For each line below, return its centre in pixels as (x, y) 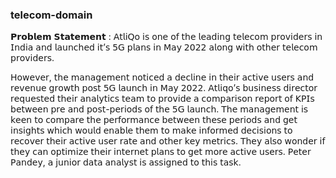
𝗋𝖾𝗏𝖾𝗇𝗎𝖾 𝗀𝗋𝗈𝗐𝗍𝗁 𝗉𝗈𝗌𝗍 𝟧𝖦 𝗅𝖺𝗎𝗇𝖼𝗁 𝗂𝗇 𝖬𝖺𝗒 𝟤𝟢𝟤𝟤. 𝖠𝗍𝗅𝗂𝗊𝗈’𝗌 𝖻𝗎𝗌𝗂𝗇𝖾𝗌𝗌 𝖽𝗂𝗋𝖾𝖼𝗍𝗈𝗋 (164, 88)
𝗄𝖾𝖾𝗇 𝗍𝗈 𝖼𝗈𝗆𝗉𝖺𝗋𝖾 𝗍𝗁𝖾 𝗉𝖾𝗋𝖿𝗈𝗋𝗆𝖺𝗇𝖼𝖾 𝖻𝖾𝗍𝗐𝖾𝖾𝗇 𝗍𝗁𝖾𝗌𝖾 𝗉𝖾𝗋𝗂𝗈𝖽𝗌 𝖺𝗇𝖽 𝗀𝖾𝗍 (154, 120)
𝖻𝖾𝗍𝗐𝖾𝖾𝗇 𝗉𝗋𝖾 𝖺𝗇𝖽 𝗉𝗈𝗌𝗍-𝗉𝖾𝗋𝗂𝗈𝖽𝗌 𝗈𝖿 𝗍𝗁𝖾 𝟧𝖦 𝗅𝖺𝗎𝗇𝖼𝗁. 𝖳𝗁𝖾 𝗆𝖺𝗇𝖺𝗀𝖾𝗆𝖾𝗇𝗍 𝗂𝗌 (159, 109)
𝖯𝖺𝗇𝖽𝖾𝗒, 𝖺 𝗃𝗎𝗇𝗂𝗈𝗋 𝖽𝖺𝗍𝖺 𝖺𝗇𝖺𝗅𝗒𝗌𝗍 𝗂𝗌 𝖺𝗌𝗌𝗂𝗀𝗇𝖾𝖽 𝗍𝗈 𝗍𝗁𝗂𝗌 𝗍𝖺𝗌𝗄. (126, 162)
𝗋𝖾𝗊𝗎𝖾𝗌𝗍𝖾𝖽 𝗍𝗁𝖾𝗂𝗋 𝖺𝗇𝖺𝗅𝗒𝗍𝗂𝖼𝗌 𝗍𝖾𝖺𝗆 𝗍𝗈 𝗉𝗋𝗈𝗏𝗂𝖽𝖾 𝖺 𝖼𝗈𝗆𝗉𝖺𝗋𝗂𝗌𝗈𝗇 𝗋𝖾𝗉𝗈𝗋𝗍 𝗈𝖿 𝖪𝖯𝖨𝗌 (162, 99)
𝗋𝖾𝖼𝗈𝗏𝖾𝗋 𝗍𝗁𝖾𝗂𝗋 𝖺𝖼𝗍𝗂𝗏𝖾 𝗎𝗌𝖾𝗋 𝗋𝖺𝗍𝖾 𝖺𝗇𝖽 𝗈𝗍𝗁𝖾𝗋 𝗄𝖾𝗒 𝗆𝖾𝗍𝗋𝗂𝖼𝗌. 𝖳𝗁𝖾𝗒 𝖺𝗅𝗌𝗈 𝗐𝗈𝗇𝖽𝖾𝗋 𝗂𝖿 (168, 141)
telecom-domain (51, 15)
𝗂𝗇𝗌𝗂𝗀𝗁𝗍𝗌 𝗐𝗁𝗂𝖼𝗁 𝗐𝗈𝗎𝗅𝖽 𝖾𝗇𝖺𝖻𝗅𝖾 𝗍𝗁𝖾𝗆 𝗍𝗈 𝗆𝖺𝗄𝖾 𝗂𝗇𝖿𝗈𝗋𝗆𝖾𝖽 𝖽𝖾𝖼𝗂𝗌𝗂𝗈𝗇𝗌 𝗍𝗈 (151, 130)
